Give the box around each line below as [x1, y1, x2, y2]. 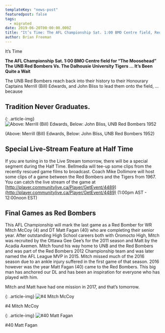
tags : [5, 16, 16, 21]
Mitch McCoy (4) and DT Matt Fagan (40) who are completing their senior [5, 227, 155, 233]
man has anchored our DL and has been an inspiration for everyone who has [5, 269, 160, 275]
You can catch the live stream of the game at [5, 179, 96, 185]
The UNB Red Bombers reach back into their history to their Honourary [5, 77, 148, 84]
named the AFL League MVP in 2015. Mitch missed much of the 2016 [5, 254, 145, 259]
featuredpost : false [5, 12, 48, 17]
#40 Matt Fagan [5, 322, 38, 328]
